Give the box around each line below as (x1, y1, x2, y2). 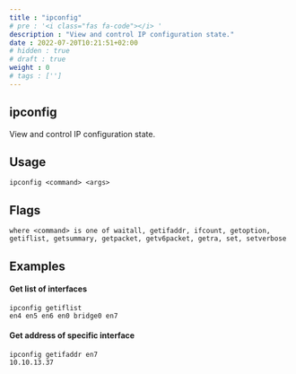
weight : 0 (9, 64, 50, 73)
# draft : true (9, 55, 66, 64)
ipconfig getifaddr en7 (9, 350, 99, 359)
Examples (9, 258, 65, 274)
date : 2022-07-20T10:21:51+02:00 (9, 38, 139, 48)
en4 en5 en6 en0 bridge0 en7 (9, 311, 118, 320)
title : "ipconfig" (9, 13, 83, 22)
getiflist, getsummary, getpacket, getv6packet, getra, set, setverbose (9, 234, 287, 243)
